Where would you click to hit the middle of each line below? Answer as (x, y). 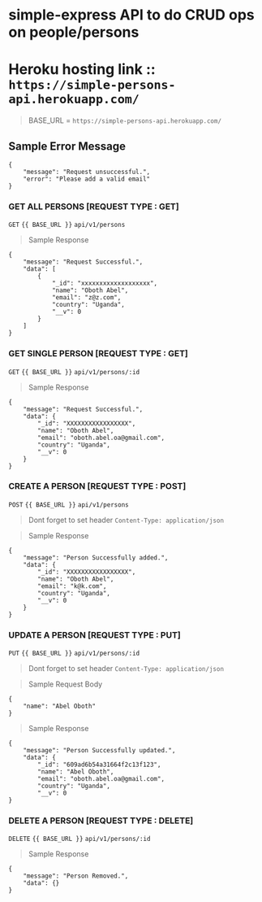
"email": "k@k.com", (72, 586)
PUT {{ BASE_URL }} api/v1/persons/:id (74, 654)
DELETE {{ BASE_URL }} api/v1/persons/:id (79, 839)
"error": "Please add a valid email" (87, 179)
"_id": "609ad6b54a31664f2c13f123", (99, 765)
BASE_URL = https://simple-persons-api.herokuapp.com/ (125, 120)
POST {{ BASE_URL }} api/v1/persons (69, 505)
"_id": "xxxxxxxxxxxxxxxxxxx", (105, 283)
